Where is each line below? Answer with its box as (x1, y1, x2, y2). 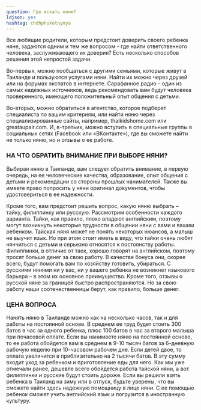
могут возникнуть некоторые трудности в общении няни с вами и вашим (6, 221, 194, 228)
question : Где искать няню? (6, 8, 77, 15)
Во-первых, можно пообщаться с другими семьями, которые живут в (6, 67, 187, 75)
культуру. (6, 397, 31, 404)
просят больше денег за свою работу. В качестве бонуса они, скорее (6, 253, 186, 260)
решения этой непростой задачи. (6, 55, 92, 63)
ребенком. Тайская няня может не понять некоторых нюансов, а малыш (6, 228, 193, 235)
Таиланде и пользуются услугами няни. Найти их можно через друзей (6, 73, 188, 81)
